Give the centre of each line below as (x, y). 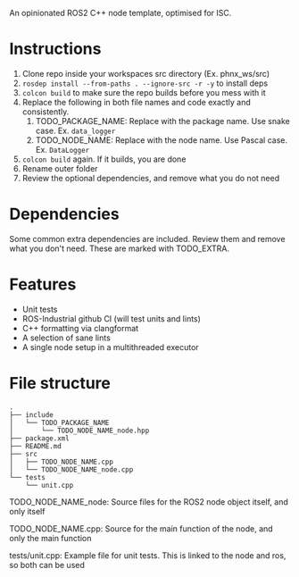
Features (43, 284)
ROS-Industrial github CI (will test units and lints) (111, 318)
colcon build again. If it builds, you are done (104, 159)
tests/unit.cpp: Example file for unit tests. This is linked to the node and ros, (148, 555)
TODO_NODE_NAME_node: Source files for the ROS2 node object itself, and (149, 502)
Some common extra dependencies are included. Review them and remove (147, 238)
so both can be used (47, 564)
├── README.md (36, 446)
